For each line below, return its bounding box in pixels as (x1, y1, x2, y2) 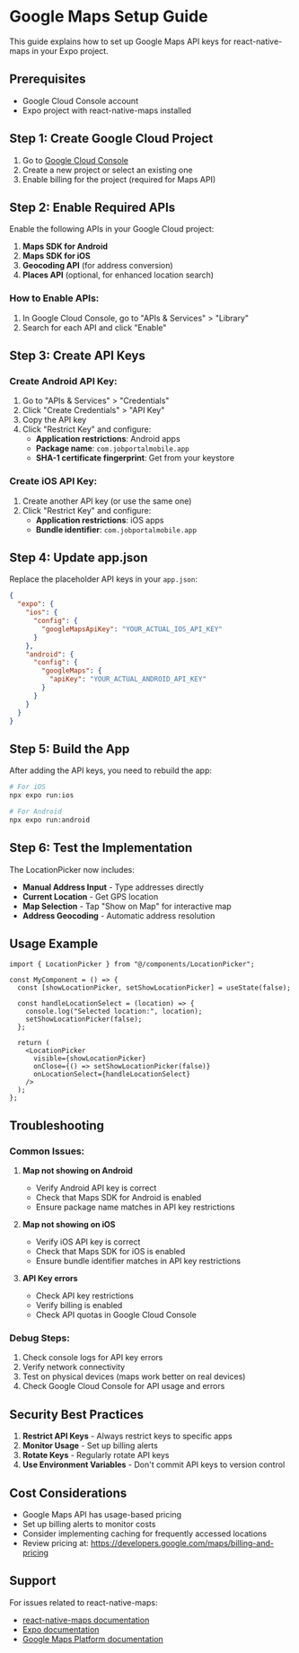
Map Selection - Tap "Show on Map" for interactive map (22, 901, 232, 911)
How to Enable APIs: (9, 292, 100, 304)
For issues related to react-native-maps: (9, 1596, 158, 1608)
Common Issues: (9, 1145, 85, 1157)
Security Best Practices (9, 1407, 145, 1422)
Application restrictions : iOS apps (35, 514, 164, 525)
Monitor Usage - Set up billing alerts (22, 1440, 159, 1451)
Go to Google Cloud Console (22, 154, 128, 165)
